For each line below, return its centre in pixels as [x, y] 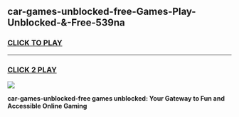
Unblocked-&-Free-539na [67, 23]
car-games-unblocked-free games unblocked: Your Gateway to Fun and [116, 98]
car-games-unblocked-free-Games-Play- [102, 12]
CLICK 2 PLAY [32, 69]
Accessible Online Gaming [47, 106]
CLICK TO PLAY [35, 43]
